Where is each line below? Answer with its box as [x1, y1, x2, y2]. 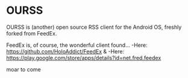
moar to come [6, 65, 41, 73]
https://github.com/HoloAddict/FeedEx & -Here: [6, 47, 125, 55]
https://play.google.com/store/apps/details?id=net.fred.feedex [6, 54, 161, 61]
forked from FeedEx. [6, 29, 57, 37]
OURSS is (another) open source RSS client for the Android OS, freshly [6, 23, 182, 31]
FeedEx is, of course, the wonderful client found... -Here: [6, 41, 148, 49]
